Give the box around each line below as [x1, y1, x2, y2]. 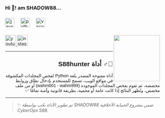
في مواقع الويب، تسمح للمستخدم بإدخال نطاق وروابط [15, 78, 113, 83]
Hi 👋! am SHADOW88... [5, 4, 61, 11]
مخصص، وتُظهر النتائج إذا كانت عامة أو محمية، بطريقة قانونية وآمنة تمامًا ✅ [25, 88, 160, 93]
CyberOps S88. [17, 107, 49, 113]
